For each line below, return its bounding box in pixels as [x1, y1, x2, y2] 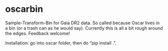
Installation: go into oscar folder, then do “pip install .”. [5, 40, 117, 46]
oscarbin [5, 3, 44, 15]
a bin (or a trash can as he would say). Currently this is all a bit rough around [5, 25, 163, 31]
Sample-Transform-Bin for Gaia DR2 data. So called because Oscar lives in [5, 20, 160, 26]
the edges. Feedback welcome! [5, 30, 70, 36]
